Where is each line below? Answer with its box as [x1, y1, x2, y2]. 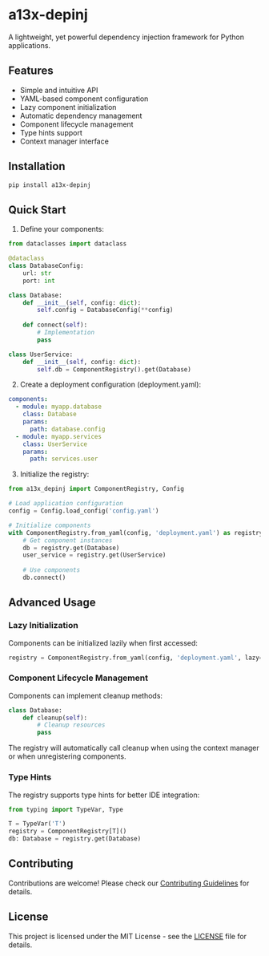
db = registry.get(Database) [22, 544, 120, 552]
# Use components [22, 566, 81, 574]
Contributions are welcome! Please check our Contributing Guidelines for [8, 878, 250, 888]
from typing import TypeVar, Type [8, 805, 124, 813]
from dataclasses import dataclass [8, 240, 127, 248]
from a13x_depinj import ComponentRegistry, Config [8, 485, 184, 493]
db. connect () [22, 573, 66, 581]
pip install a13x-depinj [8, 180, 91, 189]
